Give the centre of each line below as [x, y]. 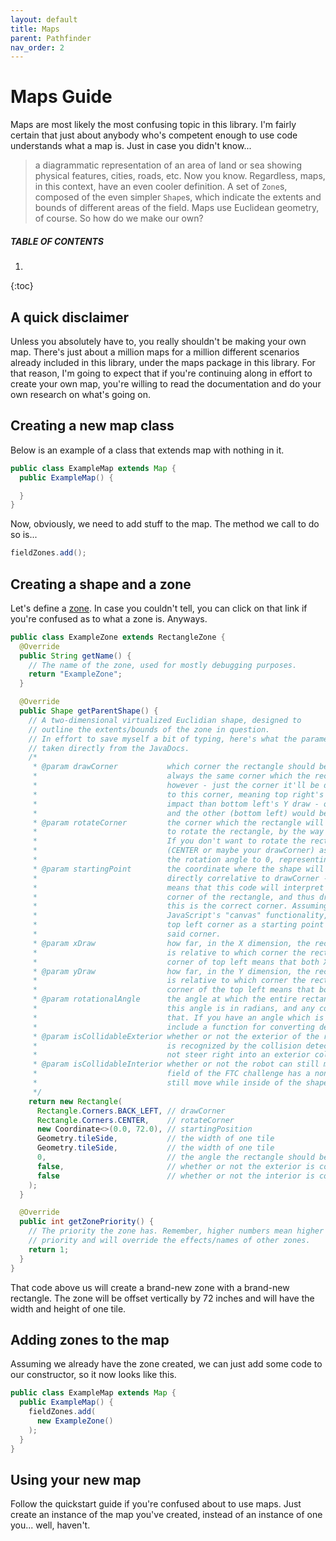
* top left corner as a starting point [178, 925]
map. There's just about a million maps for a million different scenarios [155, 352]
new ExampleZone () [75, 1421]
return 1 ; [49, 1249]
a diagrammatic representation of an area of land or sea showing [168, 165]
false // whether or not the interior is [175, 1176]
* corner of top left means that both [176, 962]
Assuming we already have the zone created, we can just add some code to [166, 1364]
